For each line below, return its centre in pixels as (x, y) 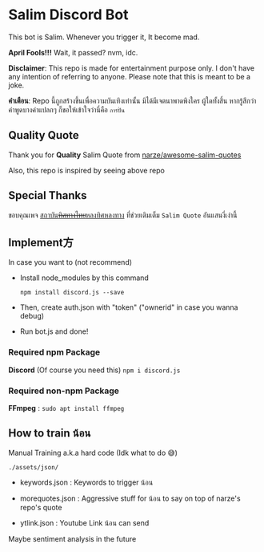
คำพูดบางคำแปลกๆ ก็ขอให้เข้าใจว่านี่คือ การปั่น (67, 109)
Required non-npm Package (64, 391)
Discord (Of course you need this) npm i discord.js (94, 370)
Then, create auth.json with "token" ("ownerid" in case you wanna (129, 307)
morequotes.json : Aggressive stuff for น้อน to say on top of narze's (130, 498)
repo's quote (41, 507)
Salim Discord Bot (69, 15)
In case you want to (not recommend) (70, 262)
